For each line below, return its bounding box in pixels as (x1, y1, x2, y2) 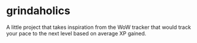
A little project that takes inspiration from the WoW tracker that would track (6, 24, 191, 31)
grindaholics (6, 4, 71, 18)
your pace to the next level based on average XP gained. (6, 29, 147, 37)
